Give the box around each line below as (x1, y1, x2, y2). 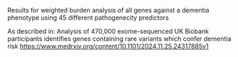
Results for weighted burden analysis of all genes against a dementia (7, 6, 209, 14)
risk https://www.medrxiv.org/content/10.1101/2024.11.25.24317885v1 (7, 42, 209, 50)
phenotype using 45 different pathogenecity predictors (7, 13, 170, 22)
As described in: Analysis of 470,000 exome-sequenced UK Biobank (7, 27, 209, 35)
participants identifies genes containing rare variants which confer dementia (7, 34, 232, 43)
